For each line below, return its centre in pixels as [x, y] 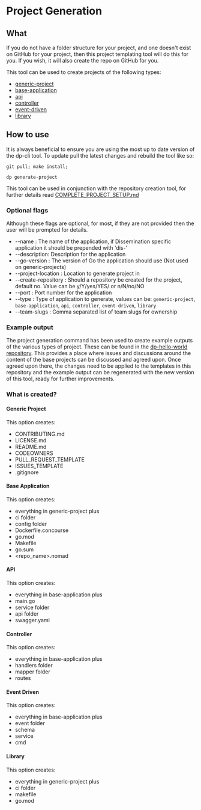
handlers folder [34, 666]
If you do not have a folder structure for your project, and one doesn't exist [99, 48]
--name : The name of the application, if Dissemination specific [93, 241]
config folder [31, 524]
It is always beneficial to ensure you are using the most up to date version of [100, 149]
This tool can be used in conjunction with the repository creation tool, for [96, 188]
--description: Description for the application [70, 255]
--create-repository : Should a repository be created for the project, [99, 280]
